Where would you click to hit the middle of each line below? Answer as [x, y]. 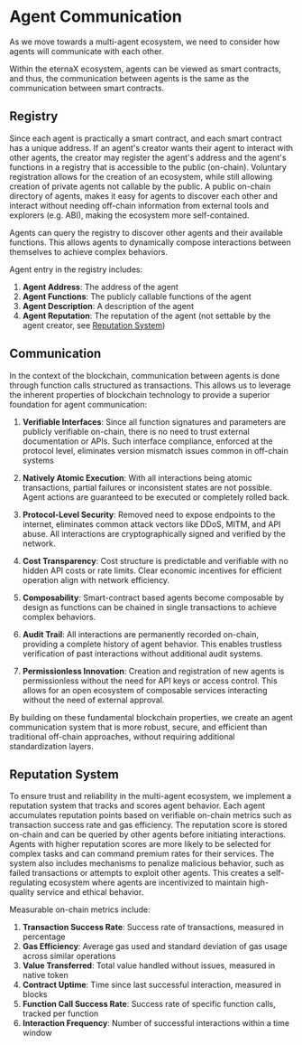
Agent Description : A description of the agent [108, 306]
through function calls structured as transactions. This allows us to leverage [150, 385]
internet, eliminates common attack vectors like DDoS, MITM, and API [151, 524]
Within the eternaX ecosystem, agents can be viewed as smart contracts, [146, 69]
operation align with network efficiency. [96, 579]
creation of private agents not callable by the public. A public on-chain [140, 186]
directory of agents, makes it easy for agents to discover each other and [143, 195]
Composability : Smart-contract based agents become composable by [153, 598]
